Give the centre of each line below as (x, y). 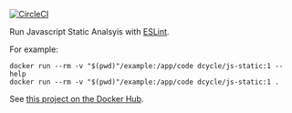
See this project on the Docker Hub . (77, 99)
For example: (34, 49)
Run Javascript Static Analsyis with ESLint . (89, 31)
